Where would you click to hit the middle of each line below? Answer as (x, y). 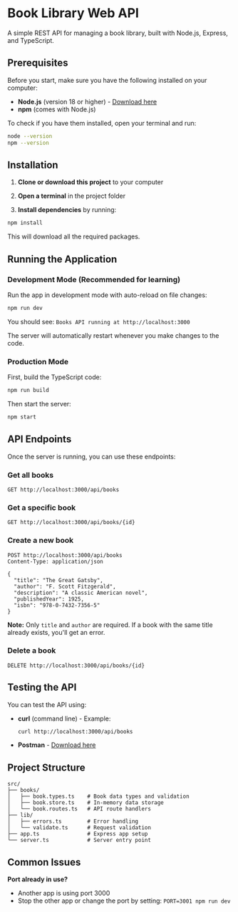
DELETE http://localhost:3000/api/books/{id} (76, 666)
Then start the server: (39, 404)
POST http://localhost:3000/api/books (65, 555)
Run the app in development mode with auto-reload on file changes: (107, 295)
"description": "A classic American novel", (81, 593)
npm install (25, 223)
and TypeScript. (31, 40)
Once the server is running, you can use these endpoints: (92, 456)
